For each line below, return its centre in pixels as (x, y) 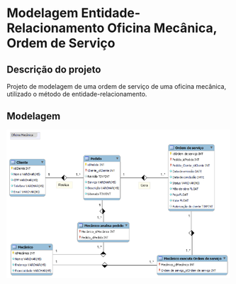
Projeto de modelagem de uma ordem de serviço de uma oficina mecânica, (117, 86)
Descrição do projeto (54, 69)
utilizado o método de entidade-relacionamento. (77, 94)
